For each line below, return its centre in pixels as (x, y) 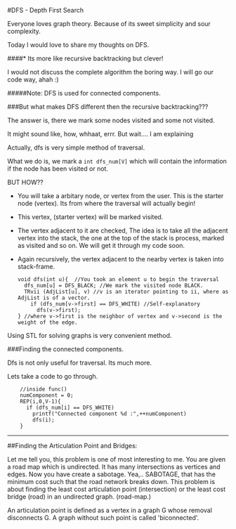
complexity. (24, 31)
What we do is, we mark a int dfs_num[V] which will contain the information (117, 161)
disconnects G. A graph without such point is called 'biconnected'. (103, 518)
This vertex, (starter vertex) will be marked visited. (90, 217)
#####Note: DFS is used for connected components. (84, 93)
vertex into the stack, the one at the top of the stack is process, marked (121, 238)
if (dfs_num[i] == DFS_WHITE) (70, 407)
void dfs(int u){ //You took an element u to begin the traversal (118, 280)
